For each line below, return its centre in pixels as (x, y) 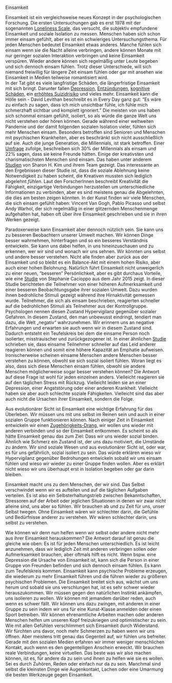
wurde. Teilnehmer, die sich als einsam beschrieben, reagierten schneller (83, 301)
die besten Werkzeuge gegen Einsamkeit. (49, 675)
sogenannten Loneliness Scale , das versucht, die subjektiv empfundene (81, 28)
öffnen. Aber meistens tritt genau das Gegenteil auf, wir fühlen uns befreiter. (86, 636)
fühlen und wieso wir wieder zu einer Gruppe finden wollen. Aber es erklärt (85, 463)
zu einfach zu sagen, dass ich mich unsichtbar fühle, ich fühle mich (77, 105)
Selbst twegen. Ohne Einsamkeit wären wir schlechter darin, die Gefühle (82, 512)
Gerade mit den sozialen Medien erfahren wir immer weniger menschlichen (85, 642)
